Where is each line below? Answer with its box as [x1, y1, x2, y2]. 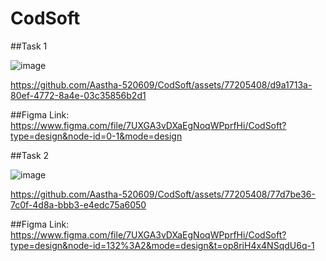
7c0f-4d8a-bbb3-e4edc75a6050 [10, 198, 147, 211]
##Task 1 [10, 40, 48, 52]
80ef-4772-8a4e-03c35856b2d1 [10, 89, 147, 101]
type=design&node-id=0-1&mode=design [10, 130, 183, 142]
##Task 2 [10, 149, 50, 161]
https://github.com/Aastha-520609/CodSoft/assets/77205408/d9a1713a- [10, 78, 313, 91]
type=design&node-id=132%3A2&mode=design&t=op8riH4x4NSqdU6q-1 [10, 239, 315, 251]
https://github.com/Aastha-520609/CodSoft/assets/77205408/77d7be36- [10, 188, 316, 200]
